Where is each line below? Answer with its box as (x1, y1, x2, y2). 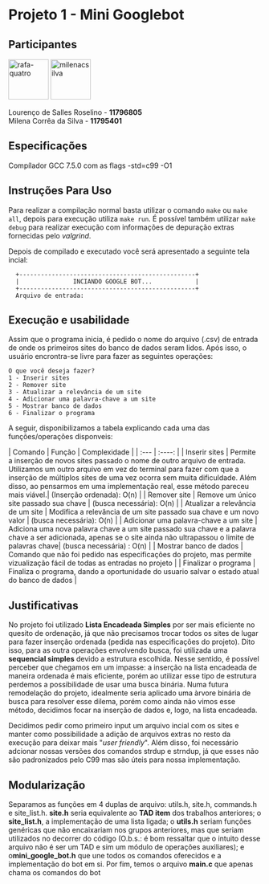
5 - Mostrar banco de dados (8, 402, 103, 410)
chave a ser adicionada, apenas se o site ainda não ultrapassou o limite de (8, 532, 255, 543)
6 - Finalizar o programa (8, 409, 95, 418)
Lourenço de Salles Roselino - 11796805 (8, 108, 143, 117)
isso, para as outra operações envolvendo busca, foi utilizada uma (8, 646, 228, 655)
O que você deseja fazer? (8, 367, 95, 375)
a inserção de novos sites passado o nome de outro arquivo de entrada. (8, 456, 247, 466)
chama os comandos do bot (8, 868, 101, 878)
